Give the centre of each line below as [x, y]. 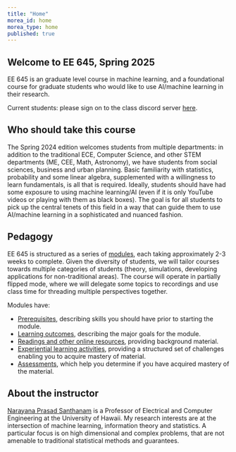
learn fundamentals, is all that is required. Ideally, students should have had [117, 184]
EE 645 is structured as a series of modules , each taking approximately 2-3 [117, 254]
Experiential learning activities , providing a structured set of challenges [120, 349]
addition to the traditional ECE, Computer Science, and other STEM [104, 154]
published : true [31, 34]
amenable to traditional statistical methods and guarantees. [93, 440]
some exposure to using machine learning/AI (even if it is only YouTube [110, 192]
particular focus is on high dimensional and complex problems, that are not [116, 433]
